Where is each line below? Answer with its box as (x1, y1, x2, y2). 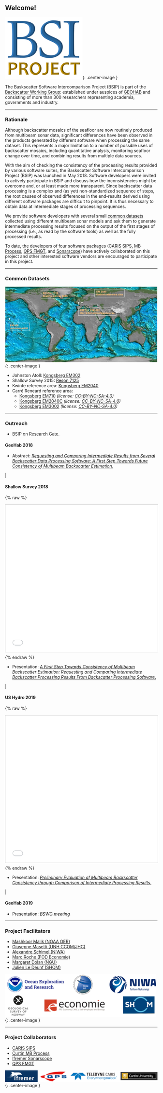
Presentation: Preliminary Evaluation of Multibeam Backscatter (12, 874, 138, 880)
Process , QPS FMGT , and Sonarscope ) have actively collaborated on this (5, 248, 150, 254)
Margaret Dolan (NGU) (12, 959, 57, 965)
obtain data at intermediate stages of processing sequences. (5, 204, 126, 209)
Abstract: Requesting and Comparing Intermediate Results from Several (12, 453, 156, 459)
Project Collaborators (5, 1034, 57, 1041)
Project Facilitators (5, 927, 51, 934)
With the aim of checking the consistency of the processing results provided (5, 162, 157, 168)
